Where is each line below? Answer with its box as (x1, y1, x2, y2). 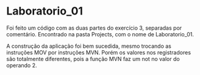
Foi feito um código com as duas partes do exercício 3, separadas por (6, 24, 182, 31)
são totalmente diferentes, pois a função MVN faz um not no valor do (6, 55, 180, 62)
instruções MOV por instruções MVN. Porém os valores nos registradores (6, 48, 191, 56)
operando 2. (6, 62, 38, 69)
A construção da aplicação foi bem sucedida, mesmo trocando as (6, 42, 172, 50)
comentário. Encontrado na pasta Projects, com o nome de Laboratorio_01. (6, 30, 194, 37)
